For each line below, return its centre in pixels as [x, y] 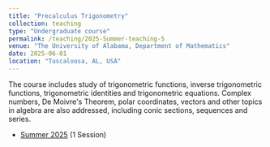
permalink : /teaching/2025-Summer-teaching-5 [86, 39]
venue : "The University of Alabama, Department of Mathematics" [119, 46]
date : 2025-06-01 [38, 54]
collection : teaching [45, 24]
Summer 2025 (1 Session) [63, 134]
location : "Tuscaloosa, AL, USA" [65, 62]
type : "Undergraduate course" [60, 31]
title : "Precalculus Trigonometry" [69, 16]
